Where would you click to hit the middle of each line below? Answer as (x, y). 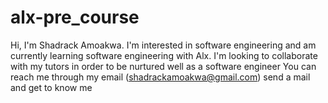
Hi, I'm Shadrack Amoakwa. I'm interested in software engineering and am (163, 45)
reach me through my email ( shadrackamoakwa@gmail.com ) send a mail (160, 77)
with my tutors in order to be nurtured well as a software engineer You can (163, 66)
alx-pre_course (75, 17)
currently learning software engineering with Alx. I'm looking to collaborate (164, 55)
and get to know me (51, 87)
